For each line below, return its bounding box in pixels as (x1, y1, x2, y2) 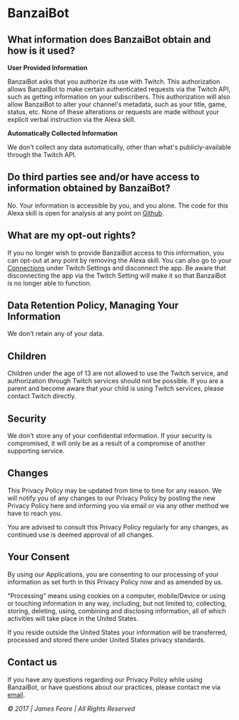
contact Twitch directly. (7, 392, 76, 400)
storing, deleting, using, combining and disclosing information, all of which (7, 607, 226, 615)
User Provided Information (7, 64, 88, 72)
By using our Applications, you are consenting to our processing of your (7, 569, 219, 579)
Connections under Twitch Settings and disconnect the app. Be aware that (7, 263, 226, 272)
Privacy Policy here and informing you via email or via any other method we (7, 501, 230, 509)
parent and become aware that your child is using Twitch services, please (7, 384, 225, 393)
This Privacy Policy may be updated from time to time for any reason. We (7, 486, 223, 495)
